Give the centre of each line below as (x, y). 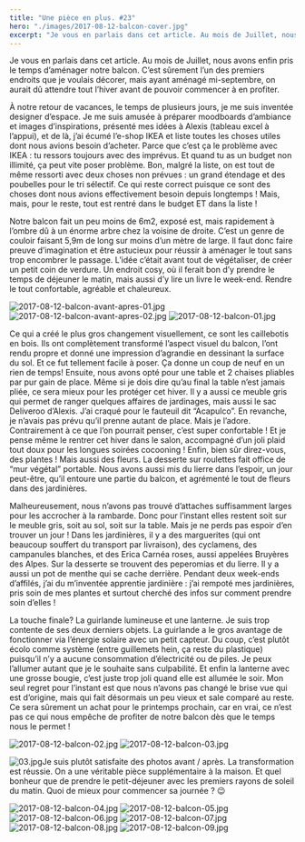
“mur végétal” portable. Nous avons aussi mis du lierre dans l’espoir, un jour (151, 469)
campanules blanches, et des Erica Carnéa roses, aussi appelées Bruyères (149, 555)
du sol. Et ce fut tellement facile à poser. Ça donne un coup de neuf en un (147, 363)
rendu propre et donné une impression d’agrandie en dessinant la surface (147, 353)
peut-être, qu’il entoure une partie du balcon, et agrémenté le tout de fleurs (150, 479)
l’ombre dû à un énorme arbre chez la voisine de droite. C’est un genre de (147, 231)
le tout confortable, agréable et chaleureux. (90, 289)
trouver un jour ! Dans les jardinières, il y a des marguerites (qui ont (135, 535)
